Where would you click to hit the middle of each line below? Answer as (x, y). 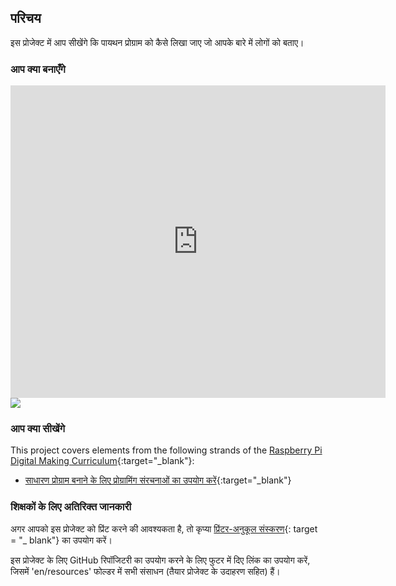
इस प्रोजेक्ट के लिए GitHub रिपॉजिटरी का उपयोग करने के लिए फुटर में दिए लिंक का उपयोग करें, (160, 560)
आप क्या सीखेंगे (38, 429)
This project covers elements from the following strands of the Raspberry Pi (166, 450)
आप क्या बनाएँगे (38, 69)
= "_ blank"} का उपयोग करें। (61, 540)
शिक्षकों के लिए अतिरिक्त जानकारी (71, 507)
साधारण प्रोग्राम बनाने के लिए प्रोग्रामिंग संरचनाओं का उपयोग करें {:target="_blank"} (158, 480)
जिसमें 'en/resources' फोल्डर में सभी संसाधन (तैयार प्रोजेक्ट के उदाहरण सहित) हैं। (145, 571)
